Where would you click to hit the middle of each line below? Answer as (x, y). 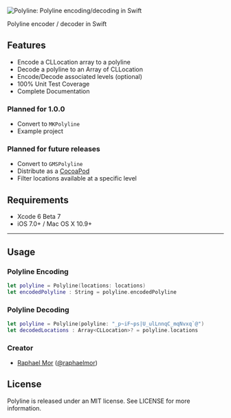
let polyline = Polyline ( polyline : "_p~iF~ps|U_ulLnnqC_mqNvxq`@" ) (106, 324)
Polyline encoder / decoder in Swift (57, 24)
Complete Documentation (53, 91)
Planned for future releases (54, 149)
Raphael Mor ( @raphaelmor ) (57, 363)
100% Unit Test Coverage (53, 84)
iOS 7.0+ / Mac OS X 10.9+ (55, 224)
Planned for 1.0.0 (36, 108)
